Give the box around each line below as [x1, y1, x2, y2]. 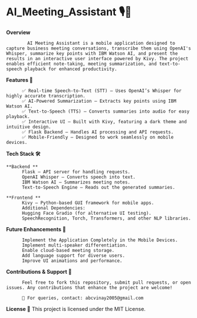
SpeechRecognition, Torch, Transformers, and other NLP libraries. [21, 215, 192, 221]
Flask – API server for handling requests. [21, 169, 131, 175]
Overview [6, 28, 31, 36]
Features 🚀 [6, 76, 34, 83]
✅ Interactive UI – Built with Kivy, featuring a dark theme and [21, 119, 187, 124]
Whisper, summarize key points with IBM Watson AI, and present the [6, 50, 178, 57]
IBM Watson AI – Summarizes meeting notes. [21, 179, 131, 185]
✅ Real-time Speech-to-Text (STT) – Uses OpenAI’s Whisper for [21, 87, 182, 94]
